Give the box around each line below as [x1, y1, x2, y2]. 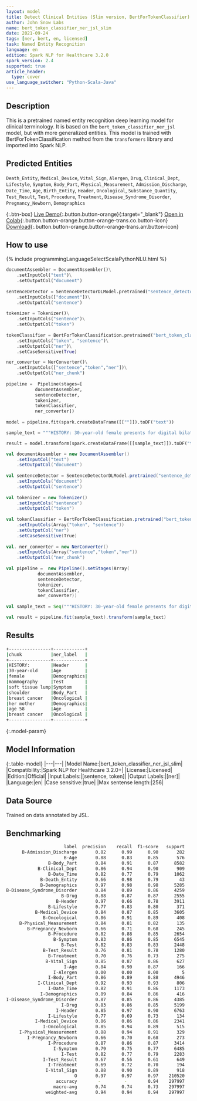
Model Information [6, 744, 76, 754]
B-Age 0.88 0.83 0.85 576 [63, 855, 185, 861]
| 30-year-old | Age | [6, 668, 88, 674]
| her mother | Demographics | [6, 700, 88, 707]
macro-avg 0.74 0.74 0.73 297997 [53, 1083, 185, 1090]
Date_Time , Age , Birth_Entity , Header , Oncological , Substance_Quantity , [6, 187, 178, 194]
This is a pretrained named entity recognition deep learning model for [6, 117, 174, 124]
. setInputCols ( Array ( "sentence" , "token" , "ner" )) [16, 549, 138, 555]
